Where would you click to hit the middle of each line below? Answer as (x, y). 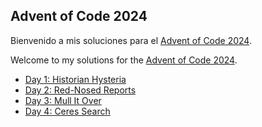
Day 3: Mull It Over (63, 100)
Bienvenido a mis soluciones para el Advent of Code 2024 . (131, 40)
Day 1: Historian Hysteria (75, 79)
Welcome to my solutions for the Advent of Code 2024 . (124, 60)
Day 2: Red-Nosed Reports (80, 90)
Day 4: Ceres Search (67, 111)
